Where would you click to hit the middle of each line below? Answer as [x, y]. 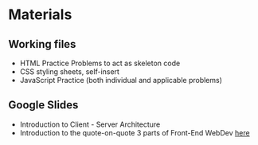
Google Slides [43, 105]
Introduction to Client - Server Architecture [90, 124]
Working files [42, 44]
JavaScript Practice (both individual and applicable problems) [121, 80]
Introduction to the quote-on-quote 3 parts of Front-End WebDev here [135, 132]
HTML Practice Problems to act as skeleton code [100, 63]
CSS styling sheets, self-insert [69, 72]
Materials [40, 15]
